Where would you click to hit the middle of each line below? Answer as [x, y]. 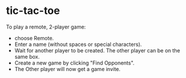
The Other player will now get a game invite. [67, 69]
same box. [27, 56]
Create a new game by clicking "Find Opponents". [74, 63]
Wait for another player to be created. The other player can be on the [97, 50]
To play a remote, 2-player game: [46, 27]
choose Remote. [34, 38]
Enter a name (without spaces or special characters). [78, 44]
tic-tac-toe [33, 11]
